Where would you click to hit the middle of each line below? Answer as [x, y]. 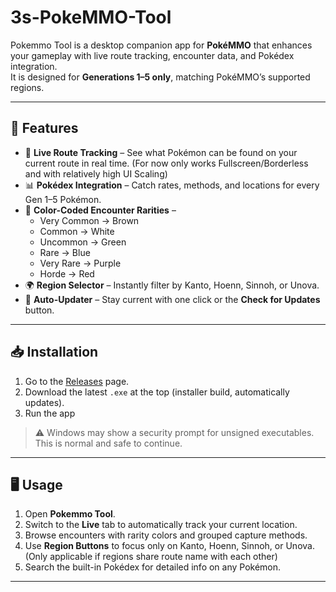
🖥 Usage [36, 484]
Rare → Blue [65, 252]
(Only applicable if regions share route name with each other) [151, 557]
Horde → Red [67, 273]
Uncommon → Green [83, 242]
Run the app [50, 413]
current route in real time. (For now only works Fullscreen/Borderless [166, 163]
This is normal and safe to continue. [108, 443]
